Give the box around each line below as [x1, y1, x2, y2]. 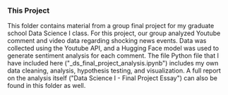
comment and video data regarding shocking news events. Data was [7, 37, 207, 45]
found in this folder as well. [7, 82, 86, 90]
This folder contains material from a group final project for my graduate [7, 22, 215, 30]
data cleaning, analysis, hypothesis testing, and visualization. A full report [7, 66, 221, 75]
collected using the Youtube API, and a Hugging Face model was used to [7, 44, 220, 53]
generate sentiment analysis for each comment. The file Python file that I [7, 51, 219, 60]
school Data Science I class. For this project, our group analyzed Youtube [7, 29, 221, 37]
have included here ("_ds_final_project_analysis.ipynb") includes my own [7, 59, 219, 68]
